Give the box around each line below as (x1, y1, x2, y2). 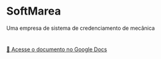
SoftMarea (6, 4, 61, 18)
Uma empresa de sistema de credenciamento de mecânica (6, 24, 155, 32)
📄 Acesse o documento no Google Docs (6, 46, 107, 53)
